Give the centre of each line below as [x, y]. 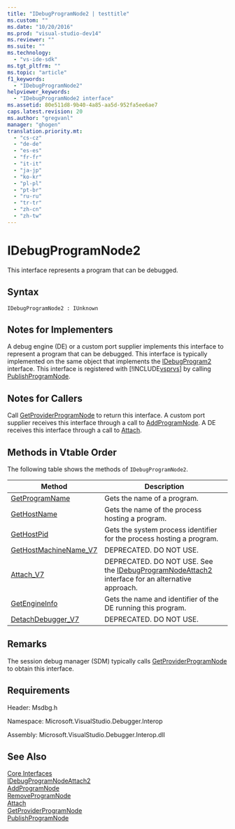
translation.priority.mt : [45, 131]
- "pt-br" [28, 190]
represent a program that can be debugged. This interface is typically [107, 354]
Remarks [27, 644]
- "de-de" [28, 144]
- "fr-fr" [28, 157]
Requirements [38, 690]
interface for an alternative [148, 579]
